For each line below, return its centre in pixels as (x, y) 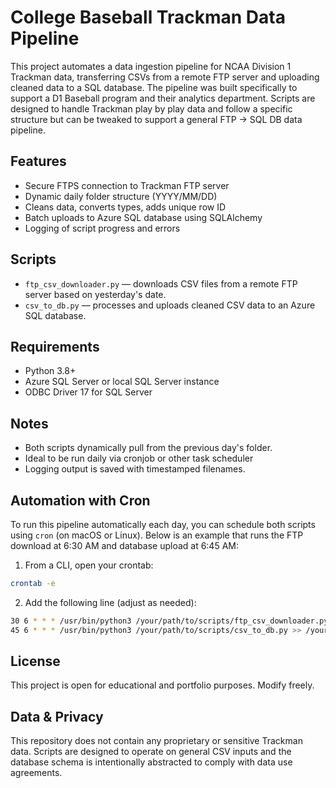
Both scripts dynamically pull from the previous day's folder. (148, 448)
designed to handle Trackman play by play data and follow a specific (151, 108)
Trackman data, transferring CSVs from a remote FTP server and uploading (165, 77)
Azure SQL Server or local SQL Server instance (122, 382)
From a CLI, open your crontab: (89, 565)
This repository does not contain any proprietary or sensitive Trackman (156, 741)
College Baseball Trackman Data (148, 17)
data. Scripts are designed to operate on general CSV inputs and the (151, 752)
